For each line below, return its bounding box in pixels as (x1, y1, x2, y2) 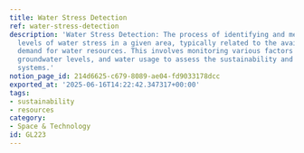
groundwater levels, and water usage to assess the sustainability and (17, 55, 294, 64)
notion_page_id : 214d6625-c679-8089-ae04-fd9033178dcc (9, 72, 221, 81)
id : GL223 (9, 130, 47, 139)
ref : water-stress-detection (9, 22, 119, 31)
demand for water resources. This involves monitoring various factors (17, 47, 294, 56)
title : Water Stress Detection (9, 13, 128, 22)
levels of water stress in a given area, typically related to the (17, 38, 278, 48)
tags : (9, 88, 30, 97)
